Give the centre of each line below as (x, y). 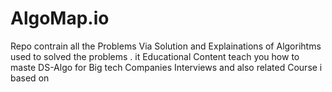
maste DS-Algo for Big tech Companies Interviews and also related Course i (166, 67)
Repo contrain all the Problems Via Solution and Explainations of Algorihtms (166, 46)
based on (30, 78)
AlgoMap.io (60, 18)
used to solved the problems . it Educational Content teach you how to (155, 56)
